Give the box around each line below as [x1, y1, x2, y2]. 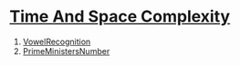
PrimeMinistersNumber [22, 45, 110, 56]
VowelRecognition [22, 36, 91, 47]
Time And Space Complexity [9, 6, 231, 27]
